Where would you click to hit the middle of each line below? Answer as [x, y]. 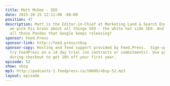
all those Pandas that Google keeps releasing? [61, 33]
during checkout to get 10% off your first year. [63, 57]
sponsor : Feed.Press [27, 38]
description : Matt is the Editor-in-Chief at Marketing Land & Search [81, 24]
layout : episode [22, 76]
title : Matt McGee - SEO [31, 10]
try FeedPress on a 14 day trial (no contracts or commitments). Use [84, 52]
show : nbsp [17, 66]
